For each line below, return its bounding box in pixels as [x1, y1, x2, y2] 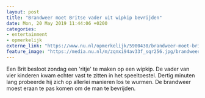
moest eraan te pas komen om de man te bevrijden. [6, 85, 136, 92]
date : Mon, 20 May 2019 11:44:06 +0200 [6, 20, 108, 26]
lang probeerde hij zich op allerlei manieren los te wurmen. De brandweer [6, 78, 191, 85]
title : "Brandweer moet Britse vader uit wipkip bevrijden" [6, 15, 163, 21]
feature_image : [6, 49, 45, 55]
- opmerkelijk [6, 37, 43, 43]
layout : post [6, 9, 40, 15]
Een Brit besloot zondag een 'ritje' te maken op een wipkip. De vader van [6, 65, 190, 72]
